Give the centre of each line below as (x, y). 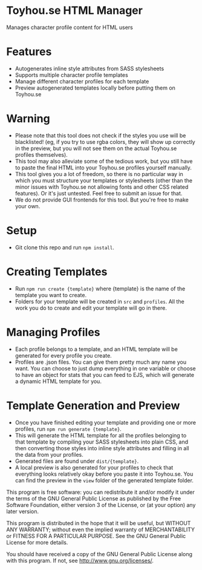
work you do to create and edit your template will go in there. (91, 308)
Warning (28, 119)
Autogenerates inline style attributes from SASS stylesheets (90, 68)
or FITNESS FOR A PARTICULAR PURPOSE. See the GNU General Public (96, 536)
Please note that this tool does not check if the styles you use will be (100, 135)
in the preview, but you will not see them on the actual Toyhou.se (96, 148)
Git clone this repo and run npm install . (65, 247)
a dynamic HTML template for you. (58, 381)
